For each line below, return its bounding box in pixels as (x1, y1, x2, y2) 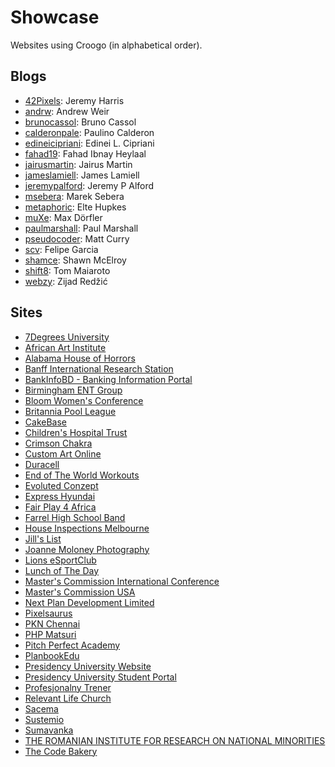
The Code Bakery (24, 745, 98, 757)
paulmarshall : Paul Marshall (24, 222, 139, 234)
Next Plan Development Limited (24, 596, 155, 608)
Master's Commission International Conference (24, 575, 220, 587)
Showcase (10, 6, 100, 29)
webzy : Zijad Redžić (24, 275, 108, 287)
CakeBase (24, 416, 67, 428)
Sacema (24, 702, 59, 715)
